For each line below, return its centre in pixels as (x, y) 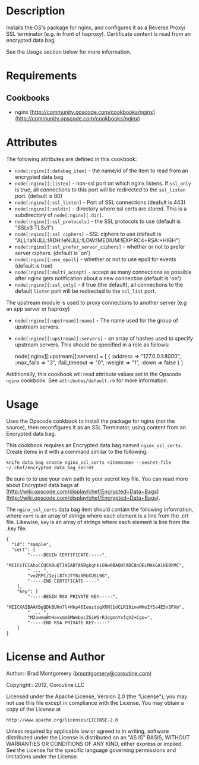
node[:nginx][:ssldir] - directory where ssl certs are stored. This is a (101, 208)
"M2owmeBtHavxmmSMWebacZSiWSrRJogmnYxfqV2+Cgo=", (90, 617)
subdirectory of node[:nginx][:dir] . (59, 215)
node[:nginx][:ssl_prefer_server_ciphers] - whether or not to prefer (100, 246)
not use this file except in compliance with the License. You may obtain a (95, 702)
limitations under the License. (42, 756)
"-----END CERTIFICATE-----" (64, 581)
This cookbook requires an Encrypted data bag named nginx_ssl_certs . (94, 445)
